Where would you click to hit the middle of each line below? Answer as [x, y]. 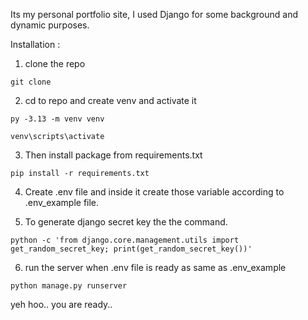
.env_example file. [62, 202]
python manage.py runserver [69, 286]
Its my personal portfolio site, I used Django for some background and [154, 14]
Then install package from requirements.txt [113, 155]
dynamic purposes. [50, 25]
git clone [31, 82]
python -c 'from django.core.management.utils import [125, 240]
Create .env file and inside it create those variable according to [154, 192]
